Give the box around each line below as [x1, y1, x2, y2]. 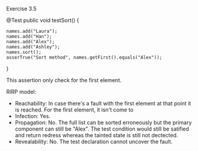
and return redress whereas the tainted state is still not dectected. [14, 132, 178, 138]
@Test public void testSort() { [6, 17, 79, 23]
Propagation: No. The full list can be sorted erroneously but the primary [14, 119, 192, 126]
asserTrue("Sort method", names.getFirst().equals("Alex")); [6, 55, 163, 61]
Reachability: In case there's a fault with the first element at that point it [14, 100, 191, 107]
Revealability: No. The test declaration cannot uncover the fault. [14, 138, 173, 145]
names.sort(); [6, 49, 42, 55]
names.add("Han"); [6, 34, 52, 40]
